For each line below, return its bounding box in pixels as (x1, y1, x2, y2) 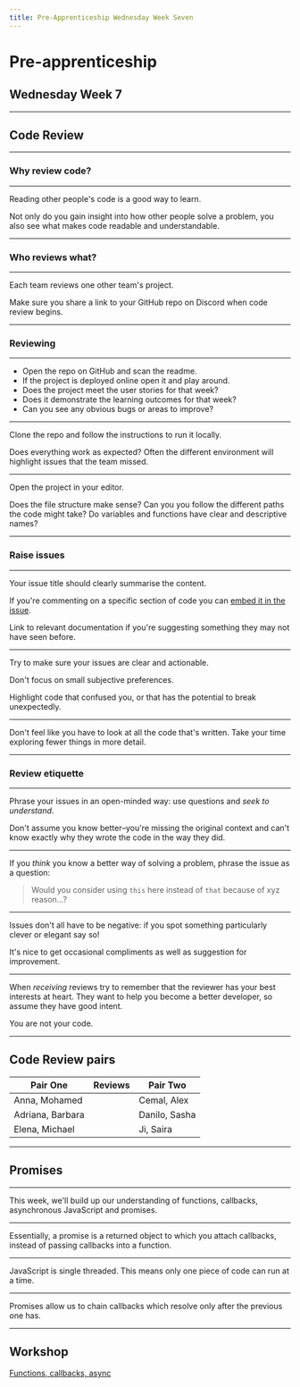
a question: (9, 867, 51, 878)
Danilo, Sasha (137, 1108, 196, 1121)
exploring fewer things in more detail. (9, 736, 146, 747)
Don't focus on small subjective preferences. (9, 674, 174, 685)
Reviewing (9, 337, 56, 349)
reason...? (30, 894, 68, 904)
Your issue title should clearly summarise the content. (9, 577, 207, 588)
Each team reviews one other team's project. (9, 280, 174, 290)
